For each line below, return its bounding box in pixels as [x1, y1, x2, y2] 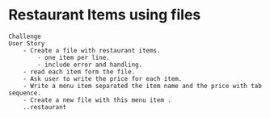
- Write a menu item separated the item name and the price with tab [23, 82, 263, 90]
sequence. [8, 89, 42, 97]
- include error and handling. [37, 61, 143, 69]
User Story [8, 39, 45, 48]
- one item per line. [37, 53, 111, 61]
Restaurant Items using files [8, 6, 201, 24]
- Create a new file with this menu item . [23, 95, 172, 104]
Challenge [8, 32, 42, 40]
